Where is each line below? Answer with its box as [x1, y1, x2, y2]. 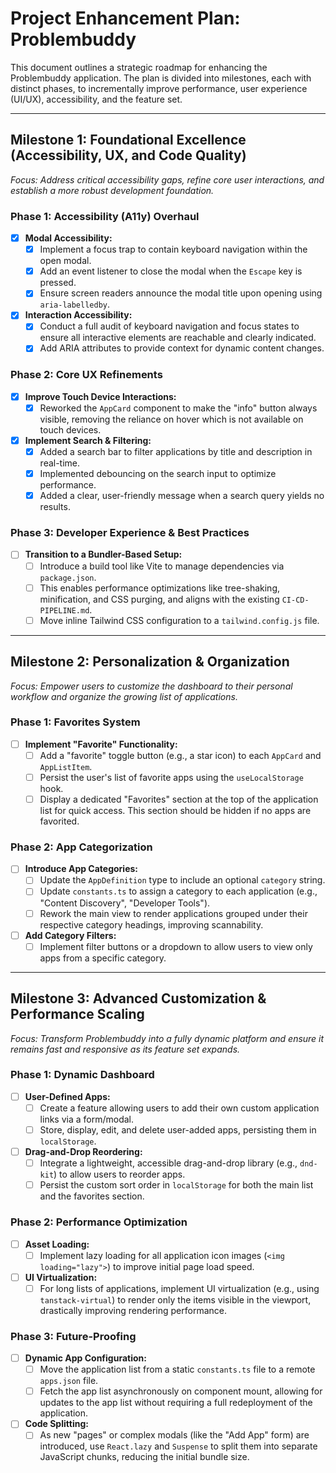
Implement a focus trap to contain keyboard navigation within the [39, 243, 308, 256]
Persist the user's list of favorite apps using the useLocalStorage [39, 771, 304, 783]
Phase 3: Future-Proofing [10, 1329, 137, 1343]
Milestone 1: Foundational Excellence [10, 132, 247, 149]
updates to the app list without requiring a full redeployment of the [39, 1397, 313, 1409]
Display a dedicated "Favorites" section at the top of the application [39, 793, 319, 805]
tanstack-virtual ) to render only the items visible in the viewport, [39, 1293, 312, 1306]
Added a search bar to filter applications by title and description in [39, 445, 313, 457]
